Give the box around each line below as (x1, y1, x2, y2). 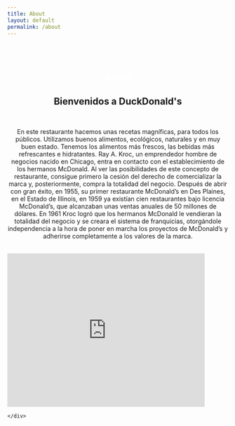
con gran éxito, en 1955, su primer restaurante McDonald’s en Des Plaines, (10, 187, 226, 196)
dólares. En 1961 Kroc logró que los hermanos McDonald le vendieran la (13, 210, 222, 218)
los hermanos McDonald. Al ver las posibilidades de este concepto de (17, 165, 219, 173)
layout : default (7, 17, 55, 24)
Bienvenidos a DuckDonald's (53, 95, 182, 107)
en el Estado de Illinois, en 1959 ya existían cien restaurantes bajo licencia (11, 194, 224, 204)
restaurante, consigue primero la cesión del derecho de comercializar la (13, 173, 222, 181)
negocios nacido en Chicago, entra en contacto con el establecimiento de (11, 157, 224, 166)
